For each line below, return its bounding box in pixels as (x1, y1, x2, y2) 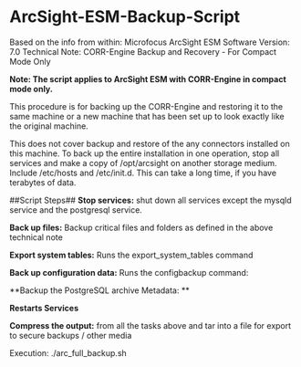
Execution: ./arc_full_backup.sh (9, 347, 128, 358)
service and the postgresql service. (9, 204, 143, 215)
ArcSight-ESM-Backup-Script (9, 6, 241, 27)
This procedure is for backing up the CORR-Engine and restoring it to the (9, 100, 284, 111)
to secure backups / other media (9, 330, 132, 341)
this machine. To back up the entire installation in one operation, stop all (9, 148, 280, 159)
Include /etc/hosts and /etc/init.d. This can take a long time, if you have (9, 167, 276, 178)
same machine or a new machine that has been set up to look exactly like (9, 110, 285, 121)
